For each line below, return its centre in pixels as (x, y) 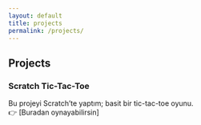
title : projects (35, 23)
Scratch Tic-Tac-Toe (49, 86)
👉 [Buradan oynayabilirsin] (54, 112)
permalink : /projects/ (46, 30)
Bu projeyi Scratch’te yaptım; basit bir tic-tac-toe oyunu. (101, 103)
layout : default (35, 16)
